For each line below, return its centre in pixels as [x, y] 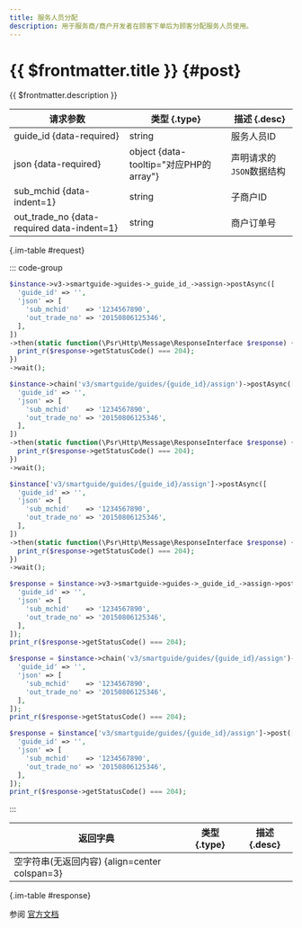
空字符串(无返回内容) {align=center [88, 861]
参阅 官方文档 [34, 915]
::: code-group [36, 268]
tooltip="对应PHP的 [170, 165]
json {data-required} [58, 165]
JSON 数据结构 [258, 172]
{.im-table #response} [50, 896]
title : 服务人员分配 [44, 18]
